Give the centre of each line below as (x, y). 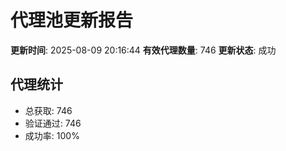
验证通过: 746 (53, 123)
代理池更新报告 (72, 20)
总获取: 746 (48, 110)
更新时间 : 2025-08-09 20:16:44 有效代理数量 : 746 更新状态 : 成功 (143, 50)
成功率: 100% (52, 135)
